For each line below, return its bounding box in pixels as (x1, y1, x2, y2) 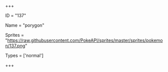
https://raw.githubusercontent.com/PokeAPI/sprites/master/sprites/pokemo (7, 37, 163, 43)
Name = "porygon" (5, 22, 45, 28)
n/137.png (5, 43, 26, 48)
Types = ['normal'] (5, 52, 44, 58)
